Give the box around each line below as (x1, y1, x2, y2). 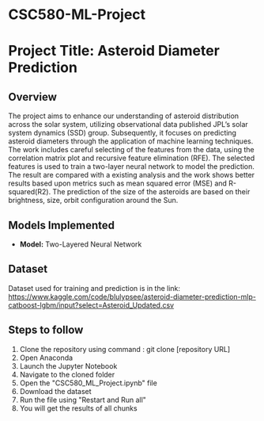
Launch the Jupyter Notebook (19, 361, 118, 370)
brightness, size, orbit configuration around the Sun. (8, 196, 179, 205)
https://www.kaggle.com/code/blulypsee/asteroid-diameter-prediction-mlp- (8, 292, 257, 301)
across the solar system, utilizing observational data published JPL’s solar (8, 120, 249, 129)
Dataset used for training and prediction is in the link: (8, 283, 180, 293)
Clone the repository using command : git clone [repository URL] (19, 344, 231, 354)
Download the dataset (19, 386, 92, 396)
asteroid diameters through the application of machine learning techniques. (8, 136, 254, 146)
